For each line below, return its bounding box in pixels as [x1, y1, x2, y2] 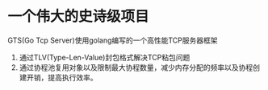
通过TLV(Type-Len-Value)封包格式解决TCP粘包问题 [19, 52, 191, 62]
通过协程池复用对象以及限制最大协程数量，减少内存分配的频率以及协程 [19, 62, 253, 72]
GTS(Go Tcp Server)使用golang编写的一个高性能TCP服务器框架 [7, 35, 219, 45]
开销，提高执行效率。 [26, 72, 98, 82]
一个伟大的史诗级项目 [7, 7, 150, 26]
